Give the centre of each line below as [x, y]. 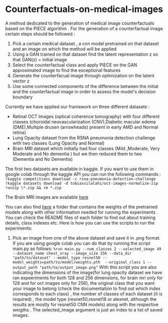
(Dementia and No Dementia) [43, 159]
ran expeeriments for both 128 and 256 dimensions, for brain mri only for [88, 278]
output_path [25, 267]
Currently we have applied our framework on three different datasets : [77, 106]
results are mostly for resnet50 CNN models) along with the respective [86, 304]
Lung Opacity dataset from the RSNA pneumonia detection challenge [84, 138]
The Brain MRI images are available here [47, 197]
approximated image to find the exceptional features [66, 70]
